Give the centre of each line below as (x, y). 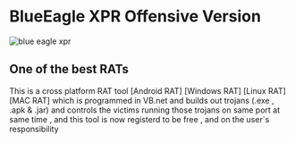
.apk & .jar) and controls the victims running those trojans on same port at (144, 110)
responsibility (34, 129)
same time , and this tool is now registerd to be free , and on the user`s (139, 119)
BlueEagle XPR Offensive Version (135, 17)
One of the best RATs (69, 69)
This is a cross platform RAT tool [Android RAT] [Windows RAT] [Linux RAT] (147, 90)
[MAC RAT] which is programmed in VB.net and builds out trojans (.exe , (142, 100)
